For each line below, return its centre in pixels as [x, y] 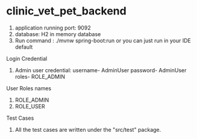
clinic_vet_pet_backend [66, 11]
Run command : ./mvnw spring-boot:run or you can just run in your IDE [103, 40]
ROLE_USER [30, 106]
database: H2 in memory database [58, 34]
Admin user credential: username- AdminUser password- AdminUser [101, 70]
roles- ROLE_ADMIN [40, 76]
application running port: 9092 [53, 28]
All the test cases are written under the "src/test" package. [88, 129]
